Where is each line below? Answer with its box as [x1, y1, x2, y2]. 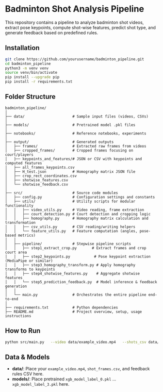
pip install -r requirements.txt [5, 79, 73, 84]
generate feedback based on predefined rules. [5, 30, 98, 35]
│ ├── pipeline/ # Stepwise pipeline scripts [5, 241, 131, 246]
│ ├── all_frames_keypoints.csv [5, 165, 75, 170]
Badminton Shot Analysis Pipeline [5, 3, 145, 15]
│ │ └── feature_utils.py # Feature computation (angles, [5, 229, 138, 233]
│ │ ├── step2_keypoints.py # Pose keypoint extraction [5, 254, 151, 259]
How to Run [5, 327, 41, 335]
